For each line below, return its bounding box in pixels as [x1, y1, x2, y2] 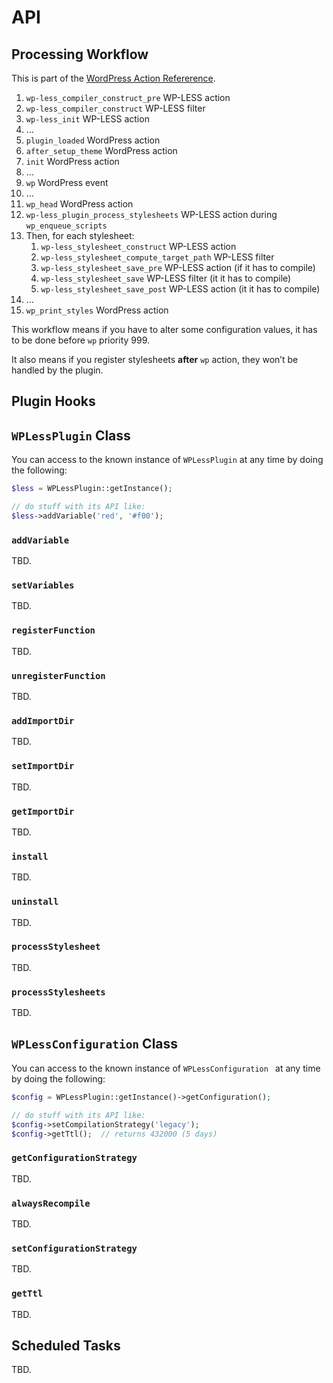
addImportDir [11, 715, 75, 726]
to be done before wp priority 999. [11, 334, 151, 346]
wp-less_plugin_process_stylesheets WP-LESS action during [25, 209, 278, 220]
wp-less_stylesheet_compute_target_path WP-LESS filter [40, 251, 275, 263]
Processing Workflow [11, 46, 149, 63]
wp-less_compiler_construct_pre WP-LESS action [25, 92, 231, 103]
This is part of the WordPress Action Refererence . [11, 72, 216, 84]
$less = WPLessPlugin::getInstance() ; [11, 484, 173, 494]
